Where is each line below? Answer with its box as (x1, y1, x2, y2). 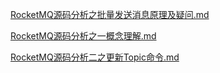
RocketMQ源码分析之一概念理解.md (10, 30, 157, 42)
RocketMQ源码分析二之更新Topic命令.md (10, 51, 180, 63)
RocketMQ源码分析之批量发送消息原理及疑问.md (10, 9, 210, 20)
